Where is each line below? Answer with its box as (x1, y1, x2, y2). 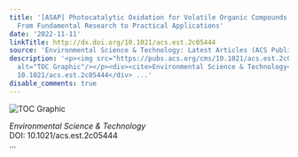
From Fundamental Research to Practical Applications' (17, 21, 224, 30)
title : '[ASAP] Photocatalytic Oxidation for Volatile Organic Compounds (9, 12, 288, 22)
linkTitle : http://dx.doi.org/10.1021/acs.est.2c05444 (9, 37, 216, 47)
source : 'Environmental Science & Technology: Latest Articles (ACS (9, 46, 268, 55)
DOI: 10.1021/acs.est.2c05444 (9, 130, 118, 140)
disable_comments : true (9, 79, 98, 88)
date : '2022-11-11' (9, 29, 82, 38)
